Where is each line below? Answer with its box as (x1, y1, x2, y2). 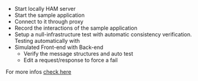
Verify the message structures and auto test (23, 50, 134, 57)
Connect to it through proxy (14, 18, 84, 25)
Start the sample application (14, 11, 85, 19)
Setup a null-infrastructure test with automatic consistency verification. (14, 31, 192, 38)
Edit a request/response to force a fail (23, 57, 118, 63)
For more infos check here (5, 68, 71, 75)
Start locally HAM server (14, 5, 76, 12)
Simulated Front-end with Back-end (14, 44, 104, 51)
